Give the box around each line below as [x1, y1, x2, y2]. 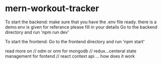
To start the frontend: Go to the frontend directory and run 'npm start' [5, 38, 145, 44]
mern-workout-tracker [5, 3, 99, 14]
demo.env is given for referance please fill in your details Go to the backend [5, 24, 158, 30]
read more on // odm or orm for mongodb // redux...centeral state [5, 48, 137, 54]
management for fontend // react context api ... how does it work [5, 53, 135, 59]
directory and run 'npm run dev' [5, 29, 69, 35]
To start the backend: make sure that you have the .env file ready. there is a [5, 19, 157, 25]
